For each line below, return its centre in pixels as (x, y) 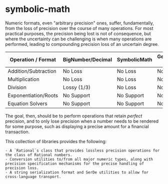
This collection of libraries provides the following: (56, 141)
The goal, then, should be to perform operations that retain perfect (74, 116)
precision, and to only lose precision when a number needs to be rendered (82, 121)
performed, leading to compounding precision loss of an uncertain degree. (82, 44)
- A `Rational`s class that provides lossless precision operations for (82, 151)
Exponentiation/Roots (33, 95)
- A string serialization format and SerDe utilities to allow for (77, 172)
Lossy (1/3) (77, 87)
